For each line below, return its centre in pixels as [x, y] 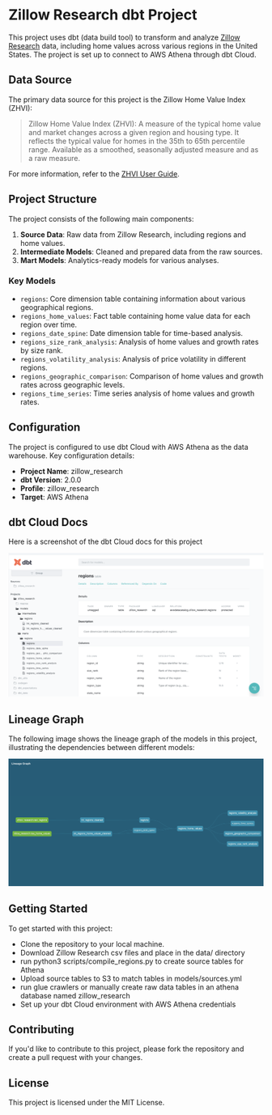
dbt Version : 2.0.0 [51, 480]
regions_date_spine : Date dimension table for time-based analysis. [132, 333]
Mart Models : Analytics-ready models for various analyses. [119, 260]
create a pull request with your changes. [76, 1058]
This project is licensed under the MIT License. [87, 1103]
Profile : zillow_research [59, 488]
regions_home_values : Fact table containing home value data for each [135, 316]
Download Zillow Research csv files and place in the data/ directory [132, 952]
